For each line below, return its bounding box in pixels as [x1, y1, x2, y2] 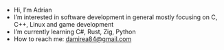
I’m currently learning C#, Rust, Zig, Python [13, 27, 136, 36]
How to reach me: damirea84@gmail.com [13, 35, 132, 43]
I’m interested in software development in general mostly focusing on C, [13, 13, 218, 21]
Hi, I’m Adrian [13, 6, 53, 14]
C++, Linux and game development [13, 21, 114, 28]
